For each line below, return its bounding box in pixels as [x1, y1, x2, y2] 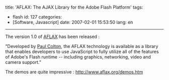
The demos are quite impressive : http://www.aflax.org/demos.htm [5, 69, 143, 74]
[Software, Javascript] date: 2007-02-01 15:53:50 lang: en [12, 19, 133, 25]
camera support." [5, 59, 42, 65]
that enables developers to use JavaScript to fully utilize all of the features [5, 48, 159, 54]
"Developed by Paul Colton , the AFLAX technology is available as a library [5, 43, 158, 49]
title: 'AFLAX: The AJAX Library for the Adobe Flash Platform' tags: [5, 4, 143, 10]
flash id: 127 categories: [12, 14, 62, 19]
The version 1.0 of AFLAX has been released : [5, 33, 100, 39]
